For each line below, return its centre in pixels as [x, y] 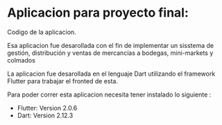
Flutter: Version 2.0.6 [47, 108]
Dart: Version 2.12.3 [45, 115]
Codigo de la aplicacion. [42, 32]
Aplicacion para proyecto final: [98, 13]
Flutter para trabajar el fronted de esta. [62, 81]
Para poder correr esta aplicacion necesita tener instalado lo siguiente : [109, 94]
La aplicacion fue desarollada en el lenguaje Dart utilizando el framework [111, 74]
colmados [22, 60]
